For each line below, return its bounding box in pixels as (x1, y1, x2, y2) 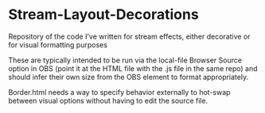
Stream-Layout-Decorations (8, 6, 199, 24)
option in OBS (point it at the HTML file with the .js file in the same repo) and (8, 63, 258, 73)
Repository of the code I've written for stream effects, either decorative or (8, 32, 251, 41)
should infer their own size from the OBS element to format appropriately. (8, 72, 249, 81)
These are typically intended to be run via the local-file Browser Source (8, 55, 243, 65)
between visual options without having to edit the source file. (8, 96, 208, 105)
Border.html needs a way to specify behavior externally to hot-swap (8, 87, 231, 96)
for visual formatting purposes (8, 40, 107, 49)
